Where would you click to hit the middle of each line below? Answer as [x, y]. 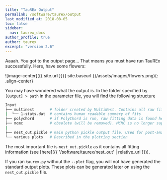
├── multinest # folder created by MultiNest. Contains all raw [80, 110]
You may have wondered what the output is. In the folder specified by [76, 90]
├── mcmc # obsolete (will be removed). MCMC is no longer [80, 123]
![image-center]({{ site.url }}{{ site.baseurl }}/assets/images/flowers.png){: [82, 75]
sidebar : [14, 28]
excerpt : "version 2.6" [30, 47]
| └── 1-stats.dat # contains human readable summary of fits [73, 114]
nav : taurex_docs [28, 33]
